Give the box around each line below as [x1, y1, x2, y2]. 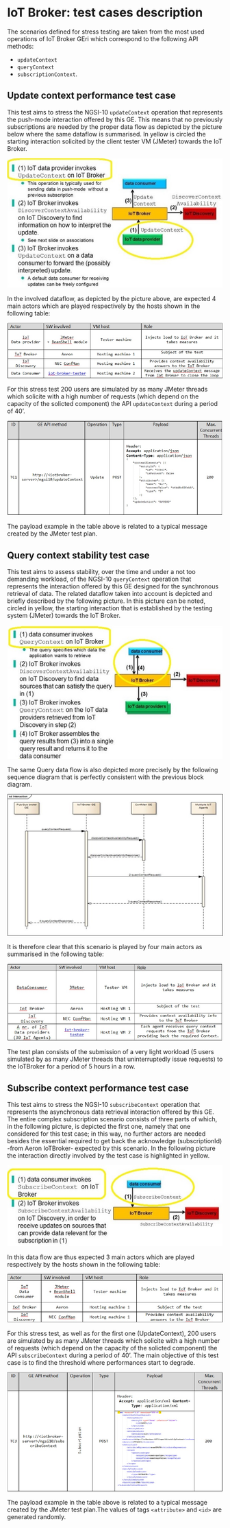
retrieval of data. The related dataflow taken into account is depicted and [7, 590, 213, 598]
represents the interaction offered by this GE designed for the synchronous [7, 582, 219, 590]
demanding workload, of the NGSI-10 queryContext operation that [7, 575, 192, 584]
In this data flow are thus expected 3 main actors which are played [7, 1253, 195, 1261]
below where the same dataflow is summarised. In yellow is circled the [7, 130, 207, 138]
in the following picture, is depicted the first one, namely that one [7, 1123, 191, 1131]
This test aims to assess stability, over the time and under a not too [7, 568, 196, 576]
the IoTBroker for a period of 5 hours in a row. [7, 1062, 136, 1071]
